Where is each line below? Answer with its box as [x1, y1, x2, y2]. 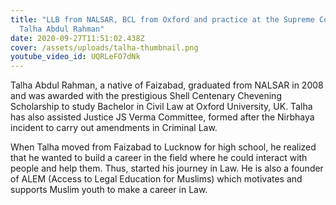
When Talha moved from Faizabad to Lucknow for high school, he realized [10, 141, 317, 153]
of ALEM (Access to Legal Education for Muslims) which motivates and [10, 173, 303, 185]
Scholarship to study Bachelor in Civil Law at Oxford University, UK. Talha [10, 101, 313, 113]
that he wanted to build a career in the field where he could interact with [10, 152, 308, 164]
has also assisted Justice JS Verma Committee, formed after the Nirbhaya [10, 111, 315, 123]
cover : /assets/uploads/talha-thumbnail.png [10, 42, 199, 53]
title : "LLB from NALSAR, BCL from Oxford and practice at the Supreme [10, 14, 315, 25]
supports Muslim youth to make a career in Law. [10, 184, 208, 196]
